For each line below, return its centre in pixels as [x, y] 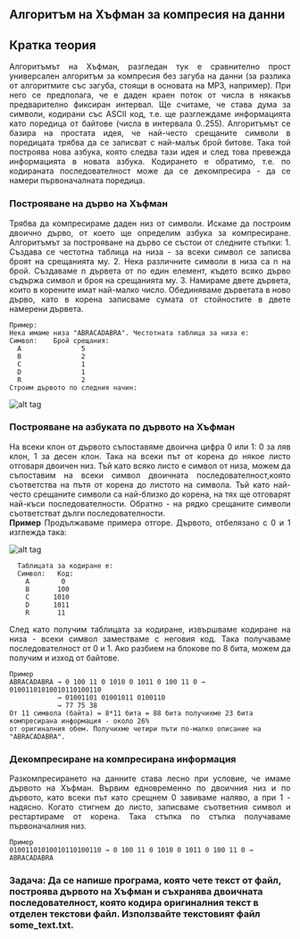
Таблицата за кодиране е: [66, 566]
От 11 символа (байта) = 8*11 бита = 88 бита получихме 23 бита [131, 713]
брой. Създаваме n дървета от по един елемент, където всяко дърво [150, 271]
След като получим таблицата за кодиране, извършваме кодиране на [150, 629]
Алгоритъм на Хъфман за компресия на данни [147, 15]
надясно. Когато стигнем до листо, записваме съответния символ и [150, 807]
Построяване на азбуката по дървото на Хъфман [122, 427]
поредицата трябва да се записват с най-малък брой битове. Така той [150, 143]
